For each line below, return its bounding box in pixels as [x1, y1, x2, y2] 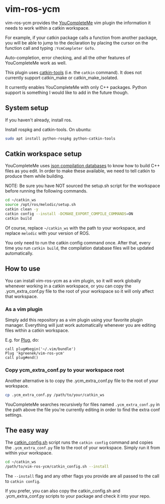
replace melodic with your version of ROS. [5, 230, 90, 236]
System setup [5, 104, 49, 112]
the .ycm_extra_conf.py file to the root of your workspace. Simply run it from [5, 444, 160, 450]
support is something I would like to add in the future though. [5, 89, 129, 95]
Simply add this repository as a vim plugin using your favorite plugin [5, 317, 143, 323]
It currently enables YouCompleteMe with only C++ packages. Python [5, 84, 147, 90]
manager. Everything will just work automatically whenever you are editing [5, 322, 156, 328]
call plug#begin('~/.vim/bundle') [5, 347, 76, 351]
